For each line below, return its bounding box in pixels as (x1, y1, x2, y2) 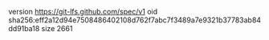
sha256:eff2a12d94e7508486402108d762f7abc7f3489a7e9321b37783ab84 (8, 15, 262, 25)
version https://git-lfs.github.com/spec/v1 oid (8, 7, 158, 16)
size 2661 (41, 24, 73, 33)
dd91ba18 (8, 24, 40, 33)
